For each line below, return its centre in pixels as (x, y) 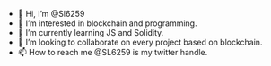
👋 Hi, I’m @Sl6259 (51, 14)
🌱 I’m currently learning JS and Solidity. (91, 33)
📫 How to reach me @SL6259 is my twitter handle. (113, 52)
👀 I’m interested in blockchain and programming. (107, 23)
